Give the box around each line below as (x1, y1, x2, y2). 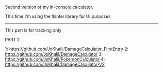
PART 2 (5, 37, 20, 43)
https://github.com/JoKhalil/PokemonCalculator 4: (5, 57, 105, 62)
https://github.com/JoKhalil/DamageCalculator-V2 (5, 61, 105, 67)
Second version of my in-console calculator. (5, 4, 94, 10)
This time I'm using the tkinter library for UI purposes (5, 14, 111, 19)
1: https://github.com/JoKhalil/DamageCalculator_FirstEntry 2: (5, 46, 129, 52)
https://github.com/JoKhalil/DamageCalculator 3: (5, 51, 103, 57)
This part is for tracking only (5, 28, 62, 33)
